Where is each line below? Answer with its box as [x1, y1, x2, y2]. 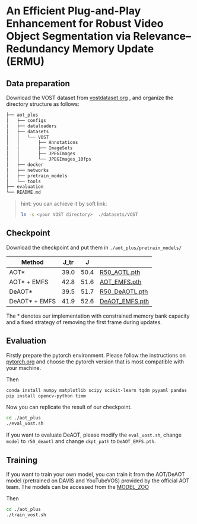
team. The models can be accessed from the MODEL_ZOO [6, 483, 150, 490]
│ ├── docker [6, 162, 44, 168]
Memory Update [72, 42, 154, 56]
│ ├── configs [6, 117, 46, 123]
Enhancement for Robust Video [6, 17, 164, 30]
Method [21, 258, 44, 266]
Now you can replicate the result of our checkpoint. [6, 403, 132, 411]
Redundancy [6, 42, 70, 56]
